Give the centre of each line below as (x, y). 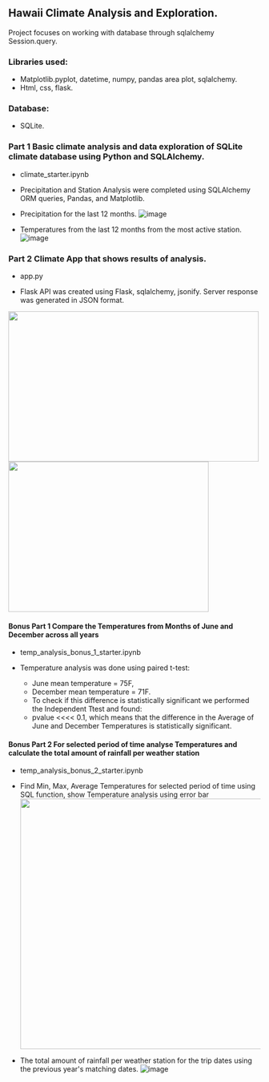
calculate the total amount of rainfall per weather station (104, 753)
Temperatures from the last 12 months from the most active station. (131, 229)
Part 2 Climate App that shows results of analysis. (107, 258)
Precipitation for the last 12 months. (78, 214)
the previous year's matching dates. (79, 1069)
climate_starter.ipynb (54, 174)
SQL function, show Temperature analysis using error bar (114, 795)
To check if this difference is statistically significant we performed (141, 700)
